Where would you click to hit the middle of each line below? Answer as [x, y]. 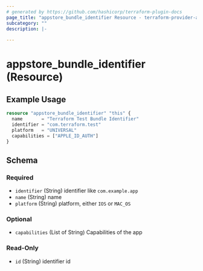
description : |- [27, 29]
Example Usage [36, 100]
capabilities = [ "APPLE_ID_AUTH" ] [55, 136]
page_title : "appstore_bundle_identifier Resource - [74, 18]
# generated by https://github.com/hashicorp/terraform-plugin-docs [94, 12]
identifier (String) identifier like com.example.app [76, 191]
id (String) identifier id [43, 261]
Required [20, 177]
